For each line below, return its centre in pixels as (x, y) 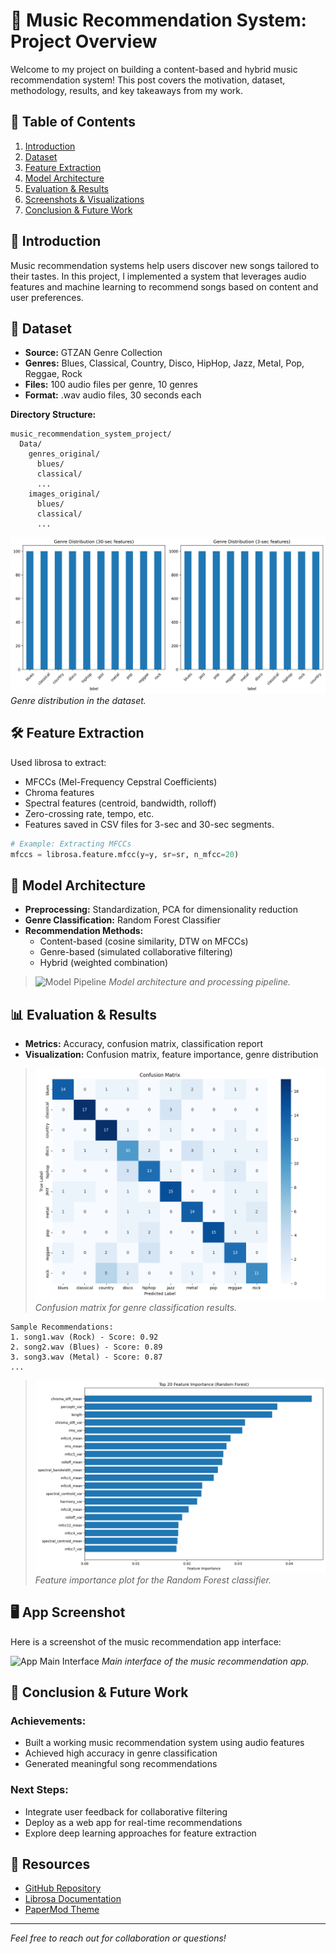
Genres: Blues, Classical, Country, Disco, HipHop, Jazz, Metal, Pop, (164, 363)
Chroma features (59, 792)
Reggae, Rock (53, 374)
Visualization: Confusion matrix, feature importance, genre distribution (171, 1055)
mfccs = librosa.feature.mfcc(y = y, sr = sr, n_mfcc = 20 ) (125, 854)
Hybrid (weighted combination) (104, 963)
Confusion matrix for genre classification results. (136, 1308)
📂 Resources (50, 1864)
